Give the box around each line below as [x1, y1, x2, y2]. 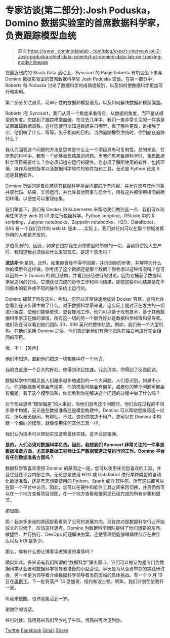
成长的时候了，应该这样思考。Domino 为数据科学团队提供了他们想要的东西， [5, 525, 164, 531]
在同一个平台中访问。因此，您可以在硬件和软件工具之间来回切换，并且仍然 [5, 484, 160, 490]
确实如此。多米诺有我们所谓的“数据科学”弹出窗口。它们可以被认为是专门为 [5, 559, 160, 565]
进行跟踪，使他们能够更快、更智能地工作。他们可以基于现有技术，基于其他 [5, 308, 160, 314]
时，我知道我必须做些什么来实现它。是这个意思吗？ [5, 249, 112, 255]
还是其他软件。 [5, 171, 36, 178]
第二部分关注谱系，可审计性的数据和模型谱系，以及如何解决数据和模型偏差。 [5, 99, 165, 105]
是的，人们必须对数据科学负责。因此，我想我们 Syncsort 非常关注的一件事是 [5, 441, 164, 448]
